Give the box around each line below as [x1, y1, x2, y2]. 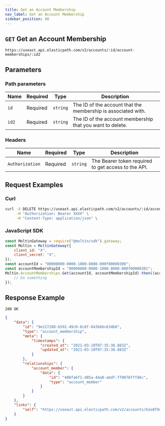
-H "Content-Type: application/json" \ [16, 216, 98, 221]
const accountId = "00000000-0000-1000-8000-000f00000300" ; [5, 262, 131, 267]
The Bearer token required [91, 157, 152, 164]
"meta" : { [23, 334, 43, 339]
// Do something [14, 275, 48, 280]
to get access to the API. [91, 164, 148, 171]
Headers [5, 136, 26, 143]
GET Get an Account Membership [5, 35, 107, 43]
